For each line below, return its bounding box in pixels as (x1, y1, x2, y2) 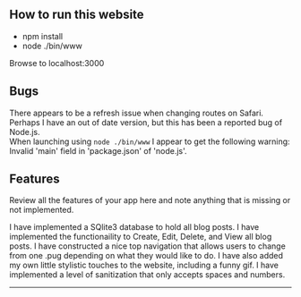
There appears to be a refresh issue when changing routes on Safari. (9, 107, 264, 118)
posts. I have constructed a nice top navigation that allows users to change (9, 241, 287, 251)
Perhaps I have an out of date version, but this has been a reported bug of (9, 116, 283, 128)
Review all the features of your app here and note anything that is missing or (9, 195, 291, 206)
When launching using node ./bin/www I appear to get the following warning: (9, 136, 290, 147)
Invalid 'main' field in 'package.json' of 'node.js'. (9, 145, 187, 156)
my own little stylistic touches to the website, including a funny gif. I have (9, 259, 279, 271)
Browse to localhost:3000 (9, 57, 105, 68)
